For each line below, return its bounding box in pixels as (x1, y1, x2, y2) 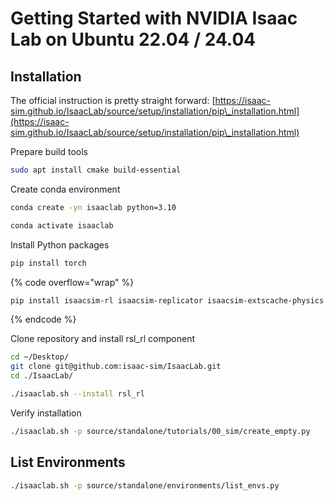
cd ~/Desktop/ (10, 352, 70, 362)
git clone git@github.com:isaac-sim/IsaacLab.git (10, 362, 222, 372)
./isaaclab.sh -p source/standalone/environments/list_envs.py (10, 480, 280, 491)
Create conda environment (10, 183, 121, 195)
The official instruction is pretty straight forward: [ (10, 95, 216, 106)
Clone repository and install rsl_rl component (10, 333, 196, 345)
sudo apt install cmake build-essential (10, 165, 182, 175)
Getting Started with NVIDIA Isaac (10, 7, 298, 30)
